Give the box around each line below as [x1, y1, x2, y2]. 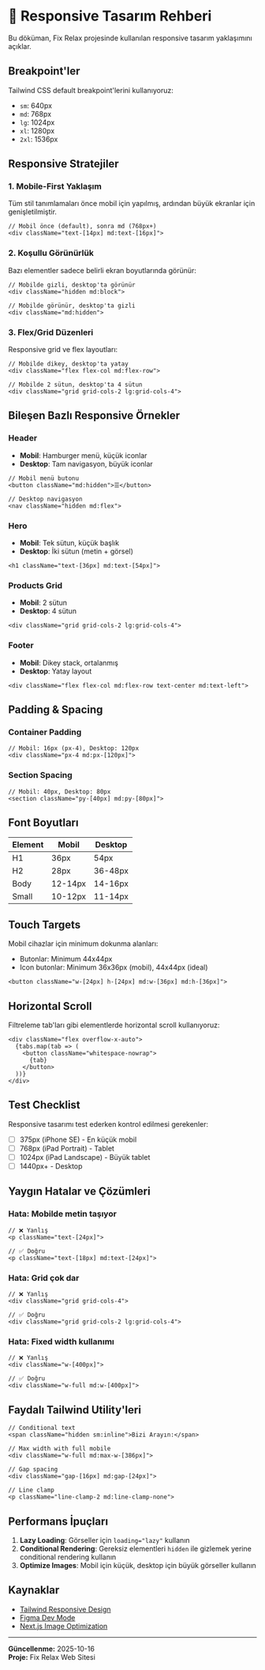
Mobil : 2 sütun [19, 598, 68, 607]
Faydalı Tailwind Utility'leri [8, 1403, 142, 1417]
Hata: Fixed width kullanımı [8, 1336, 114, 1347]
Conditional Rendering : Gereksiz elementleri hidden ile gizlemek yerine [19, 1544, 252, 1553]
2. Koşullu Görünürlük [8, 248, 95, 259]
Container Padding [8, 726, 82, 737]
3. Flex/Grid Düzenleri [8, 327, 94, 338]
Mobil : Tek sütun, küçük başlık [19, 539, 120, 548]
